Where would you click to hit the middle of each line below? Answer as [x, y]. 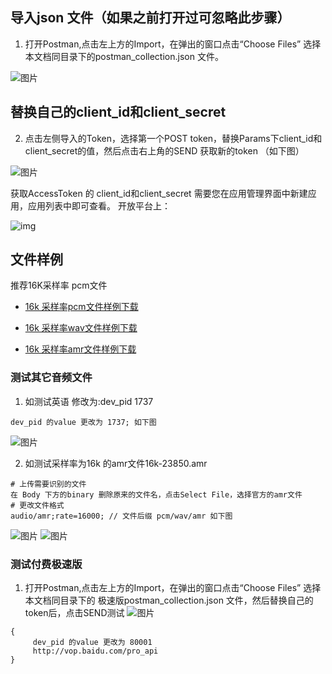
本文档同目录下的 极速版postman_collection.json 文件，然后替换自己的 [169, 600]
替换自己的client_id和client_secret [118, 112]
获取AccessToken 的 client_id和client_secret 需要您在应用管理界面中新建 [159, 193]
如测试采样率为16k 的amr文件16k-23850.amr [116, 463]
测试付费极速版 [46, 564]
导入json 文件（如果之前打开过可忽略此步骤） [150, 18]
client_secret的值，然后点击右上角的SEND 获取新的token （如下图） [164, 150]
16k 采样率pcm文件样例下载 [81, 307]
